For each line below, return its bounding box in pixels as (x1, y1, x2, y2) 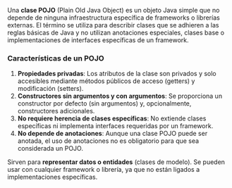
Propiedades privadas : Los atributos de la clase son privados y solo (17, 70, 216, 78)
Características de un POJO (7, 53, 104, 63)
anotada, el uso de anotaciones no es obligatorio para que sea (17, 137, 200, 145)
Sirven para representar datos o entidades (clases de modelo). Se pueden (7, 158, 226, 166)
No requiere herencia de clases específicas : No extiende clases (17, 114, 207, 123)
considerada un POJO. (17, 144, 83, 153)
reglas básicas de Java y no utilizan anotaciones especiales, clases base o (7, 28, 224, 37)
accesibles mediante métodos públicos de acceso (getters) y (17, 77, 195, 85)
